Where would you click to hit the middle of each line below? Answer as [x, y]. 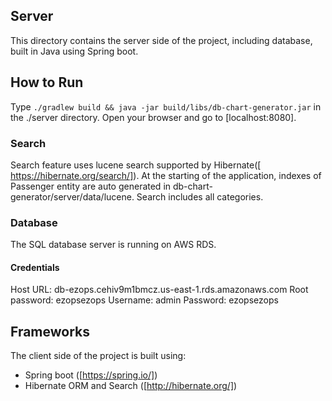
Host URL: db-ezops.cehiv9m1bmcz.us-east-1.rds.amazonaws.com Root [159, 290]
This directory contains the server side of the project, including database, [161, 40]
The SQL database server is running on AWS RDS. [113, 245]
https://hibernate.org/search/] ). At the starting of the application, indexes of [166, 175]
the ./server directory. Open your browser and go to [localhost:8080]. [153, 117]
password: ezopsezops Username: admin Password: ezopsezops [144, 300]
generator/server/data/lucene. [72, 196]
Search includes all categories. [200, 196]
